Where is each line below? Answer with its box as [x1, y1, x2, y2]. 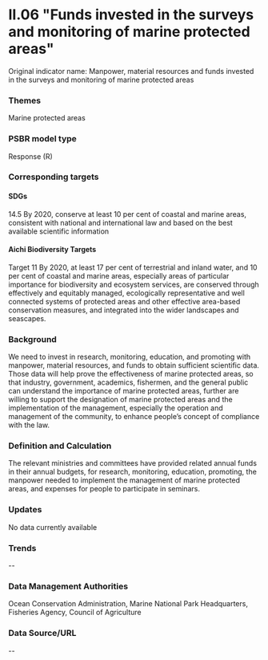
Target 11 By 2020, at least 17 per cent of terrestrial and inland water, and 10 [8, 263, 258, 272]
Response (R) [8, 151, 54, 161]
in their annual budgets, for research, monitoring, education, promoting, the [8, 467, 258, 477]
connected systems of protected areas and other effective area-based [8, 296, 241, 306]
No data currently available [8, 522, 98, 532]
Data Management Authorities [8, 581, 129, 592]
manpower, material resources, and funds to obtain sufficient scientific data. [8, 361, 260, 370]
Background [8, 333, 58, 344]
